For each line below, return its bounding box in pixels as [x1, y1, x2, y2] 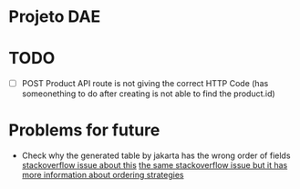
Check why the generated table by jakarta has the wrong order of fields [21, 150, 291, 161]
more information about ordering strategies [21, 170, 184, 181]
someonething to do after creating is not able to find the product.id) [21, 88, 275, 99]
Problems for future [8, 120, 160, 141]
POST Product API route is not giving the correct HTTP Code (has [21, 78, 269, 89]
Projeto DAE [8, 6, 101, 27]
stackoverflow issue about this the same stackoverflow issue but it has [21, 160, 288, 171]
